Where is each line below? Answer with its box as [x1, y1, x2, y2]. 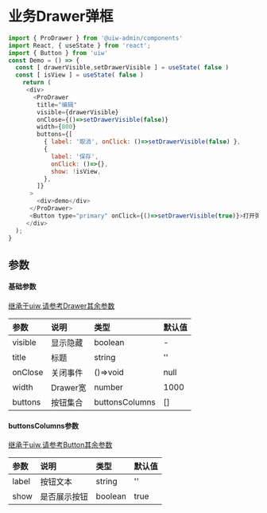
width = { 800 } [37, 123, 77, 131]
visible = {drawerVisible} [37, 108, 119, 116]
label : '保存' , [50, 152, 99, 160]
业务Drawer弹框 [8, 7, 114, 25]
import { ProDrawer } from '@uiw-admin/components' [8, 33, 183, 42]
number [94, 382, 123, 393]
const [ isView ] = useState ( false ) [15, 71, 145, 80]
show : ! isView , [50, 167, 102, 175]
